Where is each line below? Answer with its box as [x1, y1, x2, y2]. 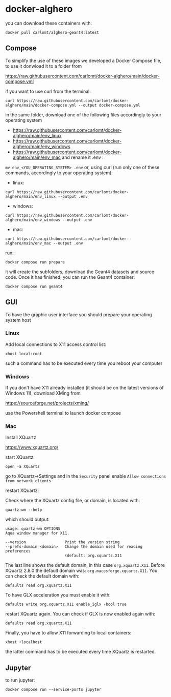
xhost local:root [5, 351, 42, 356]
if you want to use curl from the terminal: [5, 88, 91, 94]
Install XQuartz [5, 434, 37, 441]
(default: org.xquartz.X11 [64, 553, 123, 559]
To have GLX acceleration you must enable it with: [5, 592, 111, 598]
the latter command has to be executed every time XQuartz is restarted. [5, 649, 156, 655]
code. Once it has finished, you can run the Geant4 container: [5, 274, 135, 280]
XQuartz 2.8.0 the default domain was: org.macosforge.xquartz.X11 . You [5, 567, 158, 574]
